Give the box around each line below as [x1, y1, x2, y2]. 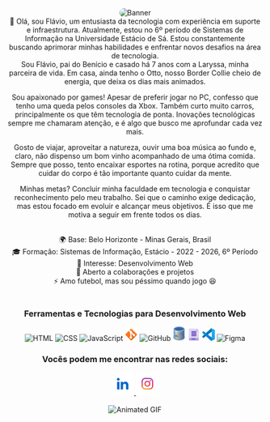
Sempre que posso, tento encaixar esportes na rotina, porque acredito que [11, 160, 259, 169]
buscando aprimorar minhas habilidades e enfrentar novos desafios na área [8, 42, 262, 52]
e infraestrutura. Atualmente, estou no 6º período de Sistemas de [26, 25, 244, 35]
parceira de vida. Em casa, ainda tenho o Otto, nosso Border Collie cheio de [8, 68, 262, 78]
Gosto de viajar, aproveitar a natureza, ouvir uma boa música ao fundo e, [14, 143, 256, 152]
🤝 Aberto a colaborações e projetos [75, 267, 195, 276]
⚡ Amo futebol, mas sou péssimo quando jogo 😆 [53, 276, 217, 286]
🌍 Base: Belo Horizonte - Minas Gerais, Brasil [58, 235, 212, 244]
